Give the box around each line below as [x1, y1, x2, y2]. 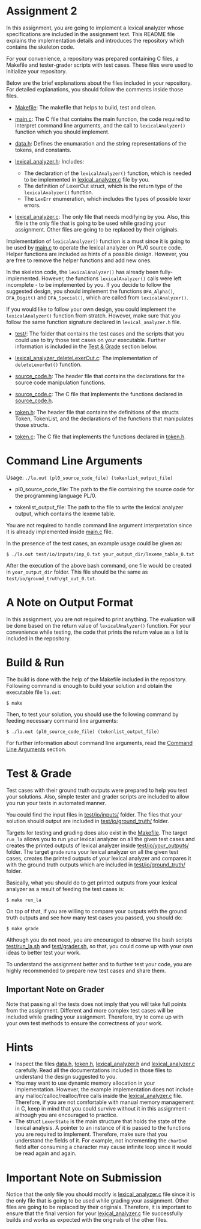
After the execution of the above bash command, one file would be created [6, 562, 192, 569]
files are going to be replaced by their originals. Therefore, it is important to [6, 1204, 192, 1211]
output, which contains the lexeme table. [14, 510, 116, 517]
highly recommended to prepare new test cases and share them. [6, 967, 166, 974]
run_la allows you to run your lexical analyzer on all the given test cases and [6, 835, 195, 842]
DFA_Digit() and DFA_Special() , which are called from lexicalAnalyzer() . [6, 293, 188, 301]
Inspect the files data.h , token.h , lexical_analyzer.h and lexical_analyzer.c [14, 1060, 195, 1068]
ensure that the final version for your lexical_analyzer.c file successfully [6, 1210, 183, 1217]
